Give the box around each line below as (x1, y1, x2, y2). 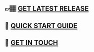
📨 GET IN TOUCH (5, 38, 58, 47)
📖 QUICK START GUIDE (5, 21, 78, 30)
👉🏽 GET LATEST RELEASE (5, 4, 89, 13)
